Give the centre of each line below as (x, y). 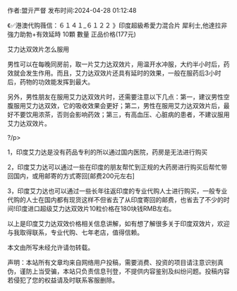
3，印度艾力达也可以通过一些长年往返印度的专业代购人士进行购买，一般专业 (117, 191)
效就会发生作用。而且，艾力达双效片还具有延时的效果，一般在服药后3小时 (114, 73)
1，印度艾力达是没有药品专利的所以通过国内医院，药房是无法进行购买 (108, 152)
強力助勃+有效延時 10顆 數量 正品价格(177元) (72, 34)
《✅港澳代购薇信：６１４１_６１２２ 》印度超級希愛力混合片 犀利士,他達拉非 (117, 25)
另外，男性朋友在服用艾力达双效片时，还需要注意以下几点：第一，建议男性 (115, 97)
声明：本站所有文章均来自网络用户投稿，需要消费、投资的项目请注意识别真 (115, 262)
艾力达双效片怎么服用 (38, 49)
